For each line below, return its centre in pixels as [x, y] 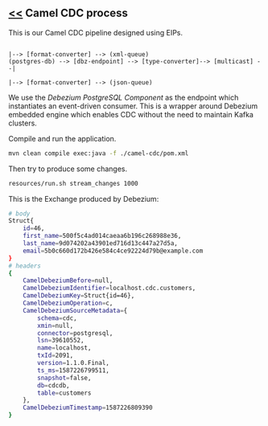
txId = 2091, [56, 356]
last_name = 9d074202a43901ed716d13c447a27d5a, [101, 244]
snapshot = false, [64, 378]
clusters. [23, 123]
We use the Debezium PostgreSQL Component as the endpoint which [124, 97]
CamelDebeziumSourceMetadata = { [75, 310]
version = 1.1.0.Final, [74, 363]
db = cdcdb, [54, 385]
